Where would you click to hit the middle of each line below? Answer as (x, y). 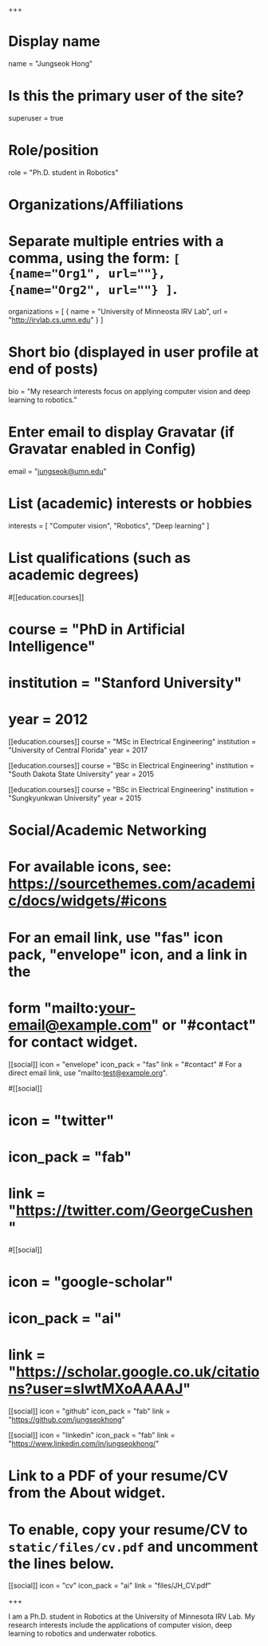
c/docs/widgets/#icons (88, 901)
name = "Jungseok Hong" (51, 63)
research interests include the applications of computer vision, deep (120, 1625)
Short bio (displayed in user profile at (134, 352)
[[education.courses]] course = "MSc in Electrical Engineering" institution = (132, 741)
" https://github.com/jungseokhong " (67, 1420)
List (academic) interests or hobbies (130, 504)
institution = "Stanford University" (125, 683)
